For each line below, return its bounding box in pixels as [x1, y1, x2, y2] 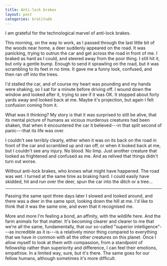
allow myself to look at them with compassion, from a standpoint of [5, 240, 143, 246]
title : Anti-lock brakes [5, 7, 57, 12]
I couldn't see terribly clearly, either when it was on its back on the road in [5, 137, 157, 143]
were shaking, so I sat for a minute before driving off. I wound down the [5, 87, 152, 92]
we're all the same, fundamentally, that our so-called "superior [5, 224, 133, 230]
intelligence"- [134, 224, 162, 230]
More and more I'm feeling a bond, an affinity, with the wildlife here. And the [5, 213, 161, 219]
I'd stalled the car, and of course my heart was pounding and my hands [5, 81, 151, 87]
